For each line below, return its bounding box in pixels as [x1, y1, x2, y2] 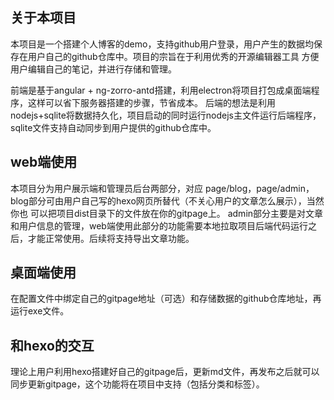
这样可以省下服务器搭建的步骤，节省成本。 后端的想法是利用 [27, 96, 276, 108]
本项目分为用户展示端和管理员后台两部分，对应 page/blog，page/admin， [10, 182, 315, 194]
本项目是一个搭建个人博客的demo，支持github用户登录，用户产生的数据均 [10, 38, 315, 50]
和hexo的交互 [10, 337, 95, 354]
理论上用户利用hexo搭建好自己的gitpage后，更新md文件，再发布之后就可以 [10, 366, 320, 378]
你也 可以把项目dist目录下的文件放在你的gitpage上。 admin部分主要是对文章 [10, 207, 324, 219]
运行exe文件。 [10, 305, 70, 317]
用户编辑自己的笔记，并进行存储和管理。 [10, 63, 177, 75]
